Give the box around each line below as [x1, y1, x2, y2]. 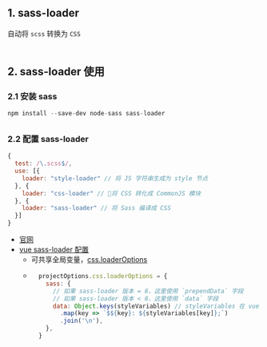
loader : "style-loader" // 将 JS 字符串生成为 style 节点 [22, 174, 209, 183]
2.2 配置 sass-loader [7, 133, 90, 144]
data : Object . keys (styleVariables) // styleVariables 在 [52, 302, 245, 310]
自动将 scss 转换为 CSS [7, 28, 81, 38]
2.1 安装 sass [7, 91, 58, 102]
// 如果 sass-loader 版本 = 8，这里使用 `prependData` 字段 [52, 287, 244, 295]
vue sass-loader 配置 [18, 244, 90, 255]
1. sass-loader [7, 6, 79, 20]
